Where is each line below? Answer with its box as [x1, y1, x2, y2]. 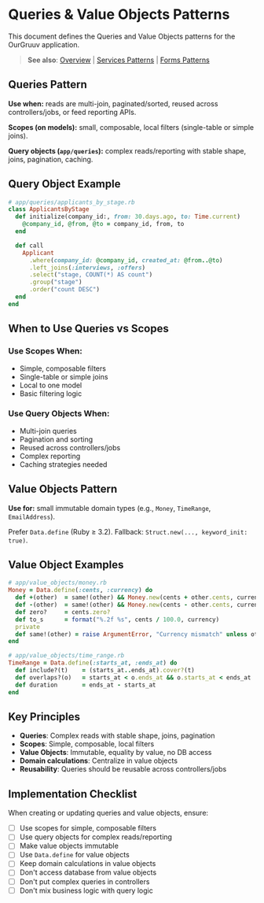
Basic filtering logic [19, 388, 82, 398]
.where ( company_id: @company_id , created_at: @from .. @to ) [28, 256, 223, 265]
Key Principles [8, 710, 81, 724]
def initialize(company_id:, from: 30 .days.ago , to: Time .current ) [15, 213, 241, 221]
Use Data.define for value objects [19, 850, 130, 860]
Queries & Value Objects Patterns [8, 6, 230, 24]
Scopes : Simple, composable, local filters [19, 739, 155, 749]
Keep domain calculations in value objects [19, 859, 156, 868]
